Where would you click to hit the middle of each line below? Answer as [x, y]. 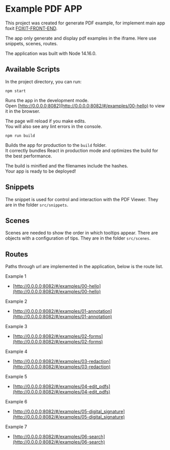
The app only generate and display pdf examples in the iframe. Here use [81, 38]
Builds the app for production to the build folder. [56, 145]
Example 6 [16, 402]
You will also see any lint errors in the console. [54, 126]
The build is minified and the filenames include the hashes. [67, 166]
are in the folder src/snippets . [37, 205]
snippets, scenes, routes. [32, 43]
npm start [16, 91]
